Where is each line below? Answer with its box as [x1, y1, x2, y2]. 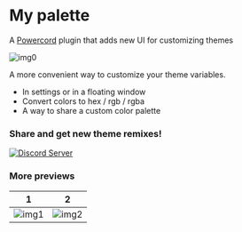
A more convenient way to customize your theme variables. [9, 68, 226, 80]
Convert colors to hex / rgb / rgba [21, 95, 144, 107]
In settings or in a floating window [21, 86, 146, 97]
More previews [9, 170, 75, 182]
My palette [9, 5, 90, 26]
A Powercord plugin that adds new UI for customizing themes [9, 35, 233, 45]
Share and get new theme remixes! [9, 127, 162, 140]
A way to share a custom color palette [21, 105, 161, 116]
